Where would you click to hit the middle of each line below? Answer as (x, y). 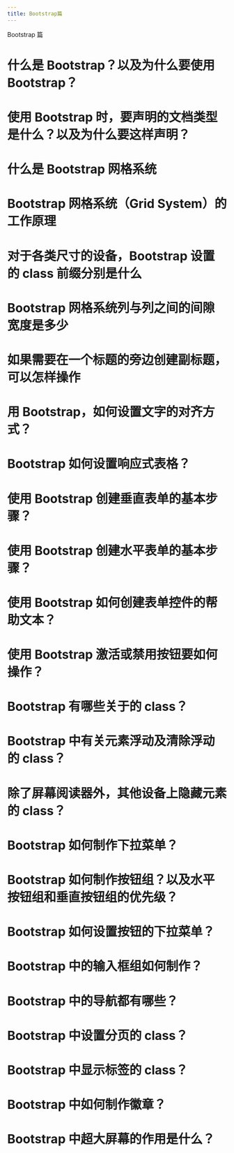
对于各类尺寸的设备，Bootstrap (97, 256)
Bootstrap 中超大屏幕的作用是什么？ (111, 1139)
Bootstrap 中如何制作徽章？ (87, 1105)
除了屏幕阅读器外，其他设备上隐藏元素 (117, 793)
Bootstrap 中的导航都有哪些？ (93, 1001)
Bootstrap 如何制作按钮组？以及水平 (111, 880)
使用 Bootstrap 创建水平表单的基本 (107, 551)
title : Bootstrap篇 (35, 14)
